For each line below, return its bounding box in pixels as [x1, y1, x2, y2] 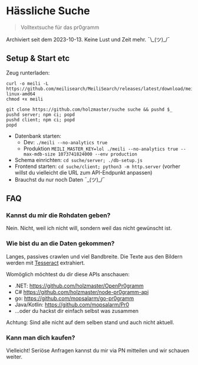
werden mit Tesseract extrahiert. [6, 259, 85, 266]
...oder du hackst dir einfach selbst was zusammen [14, 307, 139, 314]
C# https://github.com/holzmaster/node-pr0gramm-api [14, 288, 149, 295]
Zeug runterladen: [6, 69, 50, 76]
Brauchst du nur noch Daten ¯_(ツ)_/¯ [14, 176, 105, 183]
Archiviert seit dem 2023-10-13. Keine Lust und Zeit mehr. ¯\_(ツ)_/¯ [6, 35, 170, 43]
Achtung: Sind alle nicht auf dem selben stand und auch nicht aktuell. [6, 318, 174, 326]
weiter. [6, 353, 22, 360]
